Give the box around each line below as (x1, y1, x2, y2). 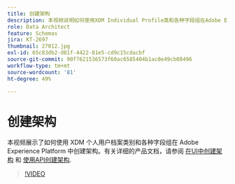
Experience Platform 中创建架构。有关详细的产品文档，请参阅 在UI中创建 (7, 147, 217, 155)
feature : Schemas (7, 29, 58, 37)
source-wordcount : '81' (7, 69, 77, 76)
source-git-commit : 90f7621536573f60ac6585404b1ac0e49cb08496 (7, 56, 192, 63)
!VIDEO (24, 169, 45, 178)
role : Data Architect (7, 23, 71, 30)
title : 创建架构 (7, 10, 50, 17)
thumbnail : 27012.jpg (7, 43, 71, 50)
